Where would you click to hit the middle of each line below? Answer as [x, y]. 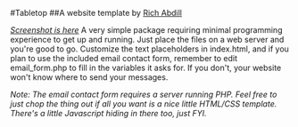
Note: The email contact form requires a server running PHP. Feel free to [144, 94]
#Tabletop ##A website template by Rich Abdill [96, 13]
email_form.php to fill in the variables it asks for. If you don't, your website [146, 67]
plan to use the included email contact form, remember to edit [124, 58]
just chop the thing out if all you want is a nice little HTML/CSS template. [144, 104]
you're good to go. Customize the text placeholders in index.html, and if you [149, 49]
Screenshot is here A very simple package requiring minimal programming [146, 30]
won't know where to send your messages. [89, 77]
